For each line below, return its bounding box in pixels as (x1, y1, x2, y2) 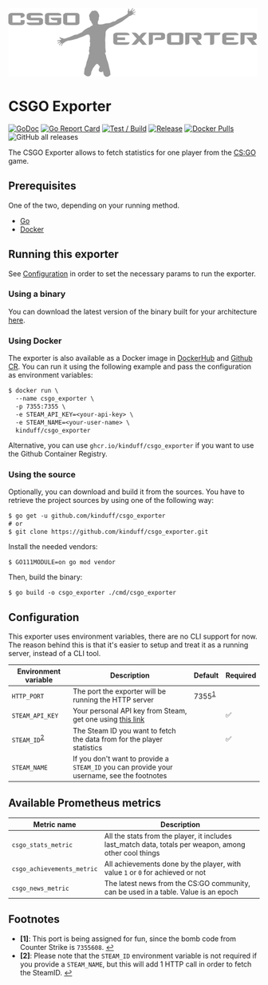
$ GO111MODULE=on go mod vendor (8, 559, 116, 567)
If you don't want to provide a (73, 754, 169, 763)
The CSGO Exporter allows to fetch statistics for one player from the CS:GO (8, 148, 257, 157)
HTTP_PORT (11, 692, 45, 700)
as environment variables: (8, 370, 93, 380)
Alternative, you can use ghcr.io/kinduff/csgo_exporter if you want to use (8, 441, 254, 450)
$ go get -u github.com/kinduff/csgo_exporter (8, 512, 166, 520)
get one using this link (73, 714, 145, 724)
